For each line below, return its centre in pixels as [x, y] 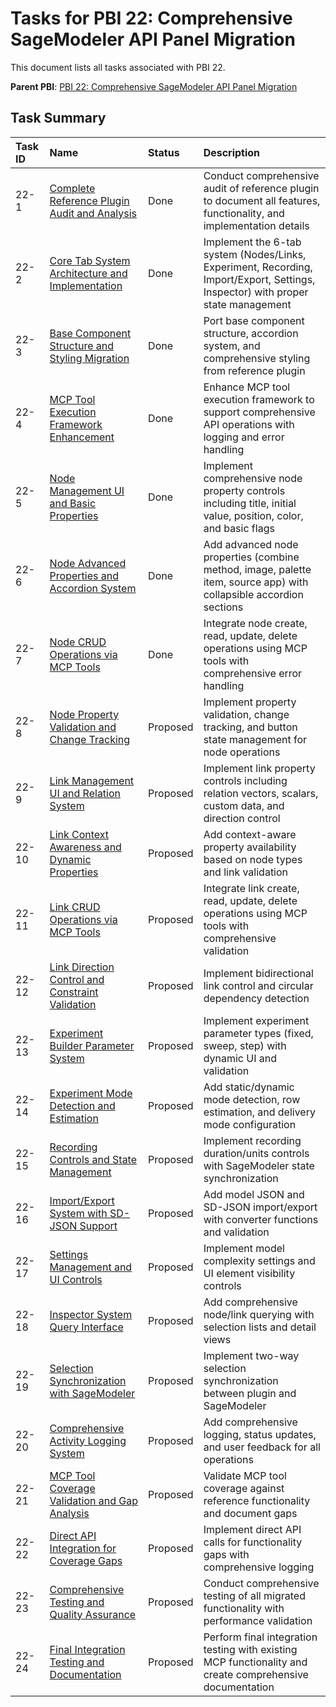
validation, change [246, 714]
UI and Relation [85, 793]
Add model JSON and [254, 1194]
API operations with [249, 424]
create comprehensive [256, 1674]
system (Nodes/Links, [255, 254]
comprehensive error [253, 673]
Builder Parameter [92, 1045]
